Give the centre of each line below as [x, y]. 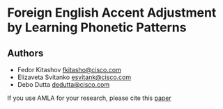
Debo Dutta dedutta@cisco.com [63, 84]
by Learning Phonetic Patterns [97, 27]
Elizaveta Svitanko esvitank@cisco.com [74, 77]
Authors [25, 53]
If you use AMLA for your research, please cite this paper [90, 98]
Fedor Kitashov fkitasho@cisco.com [69, 70]
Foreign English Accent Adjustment [112, 13]
